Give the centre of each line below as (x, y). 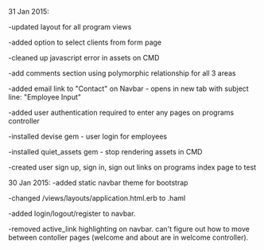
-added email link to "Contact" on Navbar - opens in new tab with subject (128, 88)
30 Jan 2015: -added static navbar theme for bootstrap (98, 183)
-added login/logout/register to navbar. (72, 213)
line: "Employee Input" (45, 97)
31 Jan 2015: (29, 12)
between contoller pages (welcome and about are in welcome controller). (128, 237)
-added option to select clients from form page (85, 42)
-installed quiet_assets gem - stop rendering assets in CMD (105, 152)
